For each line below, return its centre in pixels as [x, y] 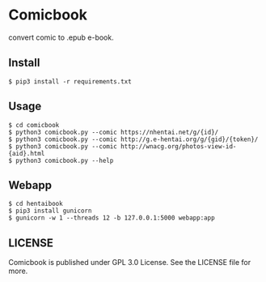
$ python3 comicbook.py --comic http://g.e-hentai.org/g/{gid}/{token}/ [133, 139]
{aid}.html [27, 153]
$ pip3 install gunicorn [50, 211]
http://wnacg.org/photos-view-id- [178, 146]
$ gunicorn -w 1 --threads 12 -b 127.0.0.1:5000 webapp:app [112, 218]
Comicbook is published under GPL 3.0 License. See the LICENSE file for [130, 263]
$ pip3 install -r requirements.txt [70, 81]
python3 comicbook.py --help [65, 160]
